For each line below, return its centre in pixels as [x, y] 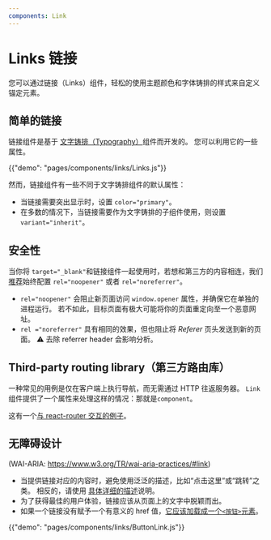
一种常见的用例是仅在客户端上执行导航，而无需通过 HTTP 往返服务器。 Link [134, 388]
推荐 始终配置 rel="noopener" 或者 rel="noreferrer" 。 [98, 281]
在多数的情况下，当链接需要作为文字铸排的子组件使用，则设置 [123, 212]
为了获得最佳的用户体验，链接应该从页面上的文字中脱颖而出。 [123, 500]
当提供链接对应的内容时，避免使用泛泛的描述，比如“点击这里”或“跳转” [136, 480]
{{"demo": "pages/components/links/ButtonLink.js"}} [97, 527]
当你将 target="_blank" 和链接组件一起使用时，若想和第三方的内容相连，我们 [136, 272]
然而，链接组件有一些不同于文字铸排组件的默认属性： [97, 185]
